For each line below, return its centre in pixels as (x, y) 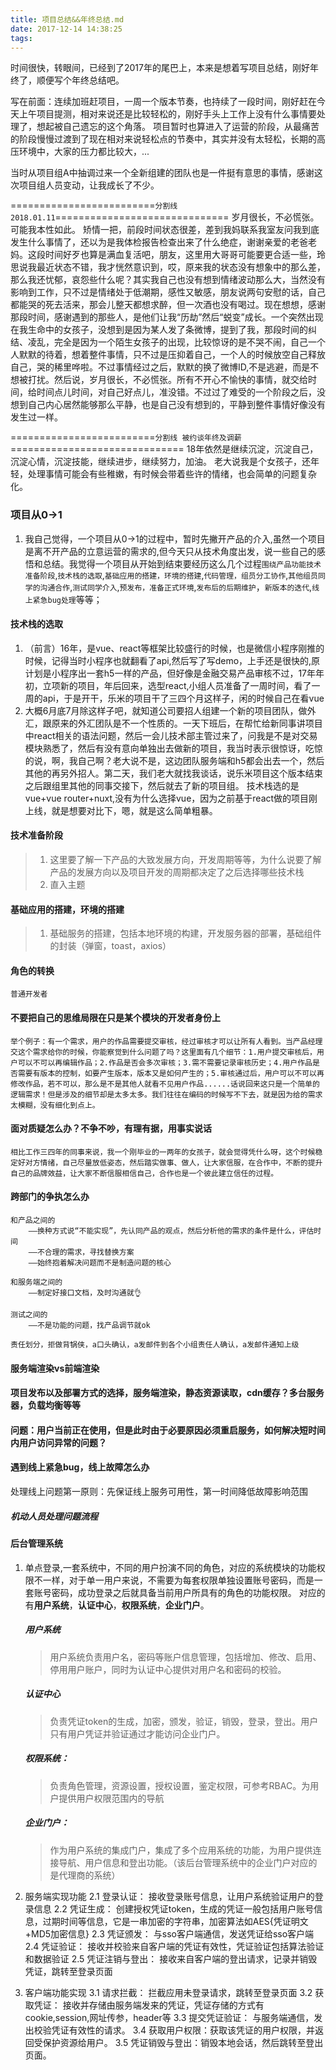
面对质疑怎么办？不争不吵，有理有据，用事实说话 (111, 1128)
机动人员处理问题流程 (54, 1516)
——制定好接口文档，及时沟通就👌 (85, 1293)
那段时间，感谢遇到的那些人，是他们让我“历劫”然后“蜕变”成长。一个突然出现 (167, 317)
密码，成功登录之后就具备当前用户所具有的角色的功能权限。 (174, 1592)
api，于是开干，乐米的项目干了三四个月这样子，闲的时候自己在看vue (183, 698)
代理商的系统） (89, 1875)
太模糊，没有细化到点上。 (55, 1105)
